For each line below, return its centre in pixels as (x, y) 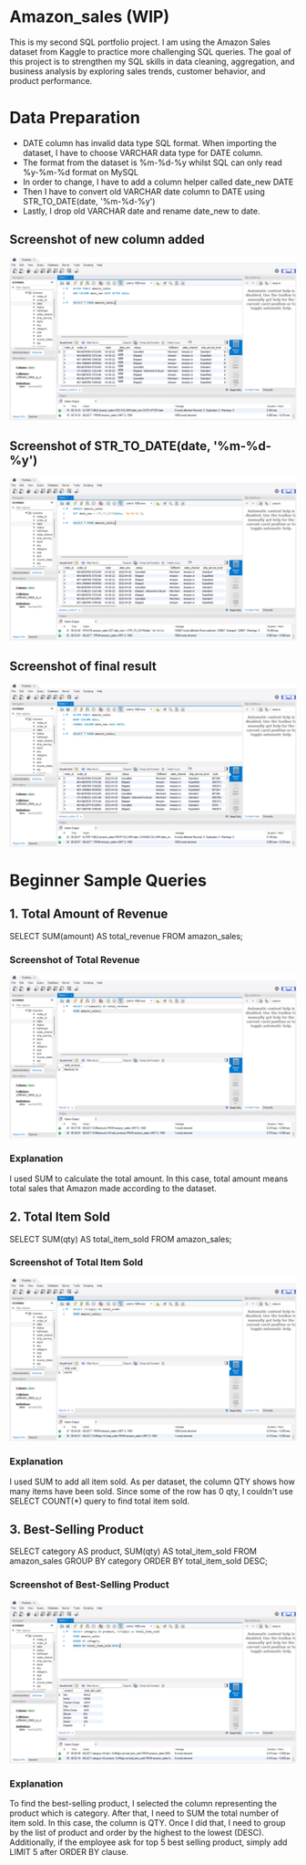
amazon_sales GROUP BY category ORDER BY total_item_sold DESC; (139, 1561)
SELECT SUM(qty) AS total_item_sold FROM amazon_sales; (121, 1239)
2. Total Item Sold (60, 1217)
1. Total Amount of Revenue (89, 914)
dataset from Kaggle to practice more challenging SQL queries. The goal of (150, 51)
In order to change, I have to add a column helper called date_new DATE (158, 182)
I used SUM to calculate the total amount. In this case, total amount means (149, 1179)
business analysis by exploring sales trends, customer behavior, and (138, 71)
